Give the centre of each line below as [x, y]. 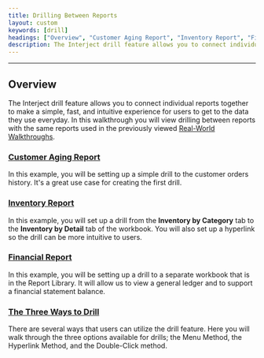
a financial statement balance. [57, 291]
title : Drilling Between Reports [63, 15]
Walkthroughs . [31, 136]
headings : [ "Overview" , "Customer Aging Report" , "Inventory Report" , [126, 37]
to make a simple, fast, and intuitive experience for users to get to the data [128, 111]
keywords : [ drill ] [38, 30]
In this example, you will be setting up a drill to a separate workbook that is [129, 274]
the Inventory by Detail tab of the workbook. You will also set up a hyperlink [132, 229]
